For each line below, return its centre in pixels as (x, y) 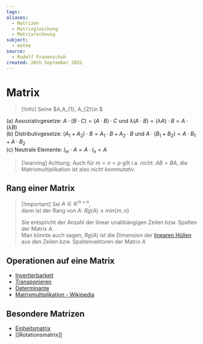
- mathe (22, 46)
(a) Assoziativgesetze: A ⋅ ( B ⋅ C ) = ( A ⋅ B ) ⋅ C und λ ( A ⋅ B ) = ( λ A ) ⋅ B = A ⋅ (97, 121)
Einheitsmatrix (33, 328)
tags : (13, 12)
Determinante (32, 288)
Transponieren (33, 282)
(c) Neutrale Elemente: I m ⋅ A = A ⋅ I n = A (57, 150)
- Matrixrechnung (34, 35)
